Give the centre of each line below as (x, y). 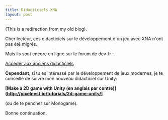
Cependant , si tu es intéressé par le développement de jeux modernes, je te (84, 73)
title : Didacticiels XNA (31, 10)
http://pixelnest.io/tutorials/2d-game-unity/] (55, 93)
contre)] (108, 88)
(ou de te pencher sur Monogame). (41, 103)
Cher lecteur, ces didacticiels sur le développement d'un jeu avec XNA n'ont (84, 39)
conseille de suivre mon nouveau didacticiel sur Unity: (61, 78)
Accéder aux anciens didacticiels (39, 63)
